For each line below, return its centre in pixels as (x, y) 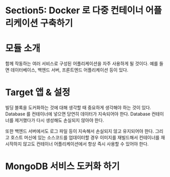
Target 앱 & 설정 (38, 93)
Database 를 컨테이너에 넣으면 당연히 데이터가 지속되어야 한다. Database (78, 114)
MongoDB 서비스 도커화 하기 (63, 167)
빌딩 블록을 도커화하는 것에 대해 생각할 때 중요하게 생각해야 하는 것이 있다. (78, 108)
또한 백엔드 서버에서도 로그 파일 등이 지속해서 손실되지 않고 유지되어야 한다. (80, 131)
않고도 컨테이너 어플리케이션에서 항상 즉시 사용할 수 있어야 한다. (86, 144)
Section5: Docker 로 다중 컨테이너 (74, 10)
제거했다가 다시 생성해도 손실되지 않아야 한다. (59, 120)
